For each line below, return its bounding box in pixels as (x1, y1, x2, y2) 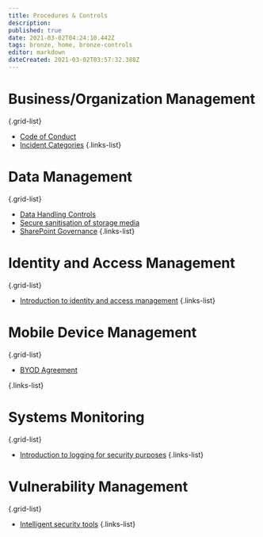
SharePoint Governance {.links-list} (19, 226, 135, 236)
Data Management (8, 168, 133, 186)
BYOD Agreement (19, 365, 78, 374)
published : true (8, 26, 62, 34)
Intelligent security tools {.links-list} (19, 519, 136, 528)
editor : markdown (8, 48, 66, 56)
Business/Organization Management (8, 90, 256, 108)
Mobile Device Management (8, 323, 197, 341)
